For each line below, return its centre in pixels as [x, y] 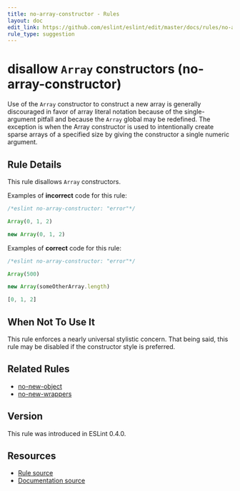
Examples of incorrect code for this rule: [67, 196]
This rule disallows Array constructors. [64, 182]
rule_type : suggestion [41, 34]
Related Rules [39, 369]
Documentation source [51, 481]
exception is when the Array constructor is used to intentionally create [111, 127]
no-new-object [40, 386]
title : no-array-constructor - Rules [64, 14]
